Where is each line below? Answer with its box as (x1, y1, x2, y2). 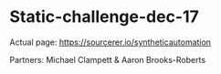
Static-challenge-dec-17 (9, 6, 199, 27)
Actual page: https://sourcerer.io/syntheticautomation (9, 37, 212, 48)
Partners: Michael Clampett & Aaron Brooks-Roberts (9, 54, 206, 65)
